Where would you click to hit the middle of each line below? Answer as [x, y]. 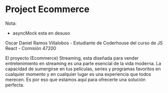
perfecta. [15, 85]
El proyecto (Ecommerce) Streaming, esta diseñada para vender [72, 58]
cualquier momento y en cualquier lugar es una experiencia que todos [78, 74]
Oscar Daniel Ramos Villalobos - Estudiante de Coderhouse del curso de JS [84, 43]
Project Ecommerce [47, 9]
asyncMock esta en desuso [41, 33]
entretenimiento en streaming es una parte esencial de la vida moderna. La [83, 63]
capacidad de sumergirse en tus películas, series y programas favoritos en [83, 69]
